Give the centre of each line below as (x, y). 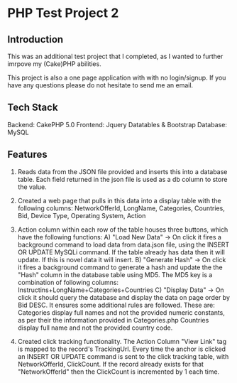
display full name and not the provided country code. (95, 328)
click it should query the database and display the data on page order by (124, 297)
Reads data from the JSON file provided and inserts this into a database (122, 171)
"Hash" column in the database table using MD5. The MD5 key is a (115, 274)
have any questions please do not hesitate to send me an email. (100, 85)
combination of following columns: (68, 282)
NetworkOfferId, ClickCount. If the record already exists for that (111, 364)
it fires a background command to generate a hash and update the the (120, 267)
